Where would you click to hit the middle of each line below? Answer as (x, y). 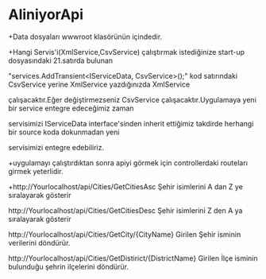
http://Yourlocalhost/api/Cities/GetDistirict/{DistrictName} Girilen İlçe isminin (133, 258)
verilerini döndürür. (39, 242)
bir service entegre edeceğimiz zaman (71, 108)
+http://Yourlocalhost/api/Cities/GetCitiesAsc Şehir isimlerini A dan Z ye (126, 186)
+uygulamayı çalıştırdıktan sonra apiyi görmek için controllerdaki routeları (128, 163)
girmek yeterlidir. (36, 171)
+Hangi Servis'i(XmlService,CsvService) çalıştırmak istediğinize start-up (126, 52)
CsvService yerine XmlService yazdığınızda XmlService (99, 84)
